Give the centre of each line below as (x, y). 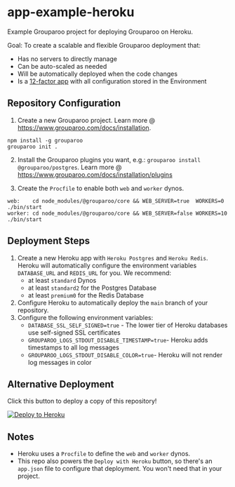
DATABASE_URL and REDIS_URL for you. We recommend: (94, 273)
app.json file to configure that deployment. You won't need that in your (120, 469)
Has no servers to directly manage (67, 59)
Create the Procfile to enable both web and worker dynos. (101, 188)
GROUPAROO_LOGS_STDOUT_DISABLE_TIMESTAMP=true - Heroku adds (118, 340)
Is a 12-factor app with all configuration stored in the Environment (112, 81)
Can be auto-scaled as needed (62, 66)
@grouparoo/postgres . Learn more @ (69, 167)
